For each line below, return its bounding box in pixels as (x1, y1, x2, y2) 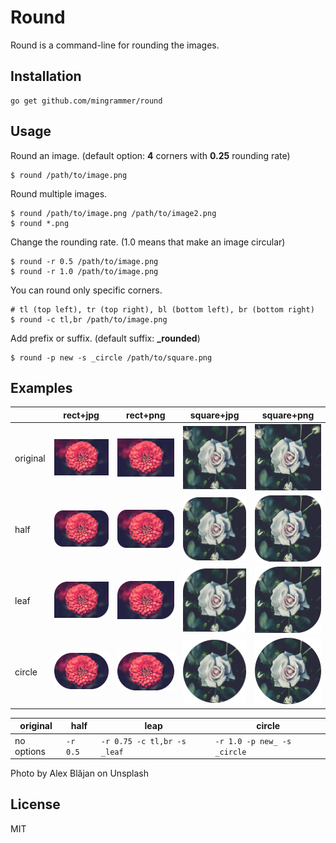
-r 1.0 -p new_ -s (214, 736, 292, 746)
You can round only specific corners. (10, 284, 163, 296)
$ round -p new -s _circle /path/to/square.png (10, 352, 213, 363)
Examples (10, 379, 73, 396)
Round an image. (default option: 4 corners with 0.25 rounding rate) (10, 149, 291, 161)
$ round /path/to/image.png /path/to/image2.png (10, 208, 217, 218)
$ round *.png (10, 218, 70, 228)
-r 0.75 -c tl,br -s (100, 736, 187, 746)
